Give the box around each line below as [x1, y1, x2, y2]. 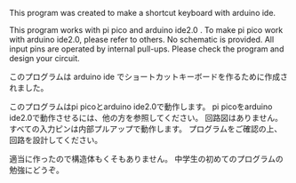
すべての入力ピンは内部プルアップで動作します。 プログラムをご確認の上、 [9, 123, 283, 134]
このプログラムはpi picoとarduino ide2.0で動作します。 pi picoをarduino [9, 101, 273, 112]
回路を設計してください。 [9, 135, 103, 145]
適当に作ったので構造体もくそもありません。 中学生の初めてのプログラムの [9, 154, 284, 163]
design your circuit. [9, 53, 80, 63]
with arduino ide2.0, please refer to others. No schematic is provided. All [9, 35, 275, 44]
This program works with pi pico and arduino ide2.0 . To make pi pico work [9, 25, 284, 35]
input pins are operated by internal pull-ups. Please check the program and [9, 44, 284, 54]
